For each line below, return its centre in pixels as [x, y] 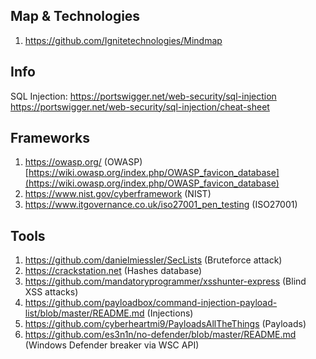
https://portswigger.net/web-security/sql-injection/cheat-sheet [140, 106]
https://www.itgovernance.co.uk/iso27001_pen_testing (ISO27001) [161, 205]
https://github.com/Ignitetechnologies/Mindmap [123, 40]
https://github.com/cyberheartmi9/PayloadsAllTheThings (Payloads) [165, 324]
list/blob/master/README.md [84, 313]
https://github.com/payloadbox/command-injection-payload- [151, 303]
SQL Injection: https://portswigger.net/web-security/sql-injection [143, 96]
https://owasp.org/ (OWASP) [83, 162]
